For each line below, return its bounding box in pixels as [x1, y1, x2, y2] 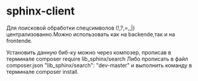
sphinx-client [6, 4, 75, 18]
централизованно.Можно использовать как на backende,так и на [6, 30, 176, 37]
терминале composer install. [6, 68, 79, 75]
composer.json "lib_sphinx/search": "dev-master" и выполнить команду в [6, 62, 193, 69]
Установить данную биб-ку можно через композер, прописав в [6, 48, 171, 56]
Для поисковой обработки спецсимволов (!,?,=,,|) [6, 24, 135, 31]
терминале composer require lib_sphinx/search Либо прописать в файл [6, 55, 188, 62]
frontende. [6, 37, 33, 44]
